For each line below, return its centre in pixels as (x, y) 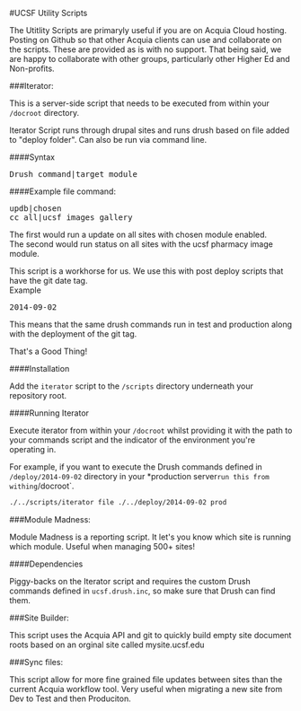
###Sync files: (36, 662)
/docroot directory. (44, 113)
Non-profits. (32, 68)
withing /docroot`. (42, 486)
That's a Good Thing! (49, 351)
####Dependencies (46, 564)
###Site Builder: (39, 618)
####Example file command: (63, 191)
